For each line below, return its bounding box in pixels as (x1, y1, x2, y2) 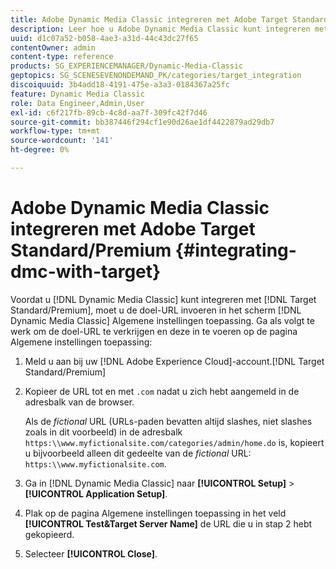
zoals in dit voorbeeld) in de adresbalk (24, 426, 183, 438)
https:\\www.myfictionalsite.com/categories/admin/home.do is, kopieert (24, 436, 325, 448)
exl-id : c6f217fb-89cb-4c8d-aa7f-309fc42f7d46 (10, 107, 208, 118)
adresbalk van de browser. (24, 396, 135, 408)
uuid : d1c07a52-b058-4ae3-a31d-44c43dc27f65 (10, 33, 199, 43)
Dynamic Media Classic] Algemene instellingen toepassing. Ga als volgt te (10, 314, 315, 326)
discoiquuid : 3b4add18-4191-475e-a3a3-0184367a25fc (10, 80, 230, 90)
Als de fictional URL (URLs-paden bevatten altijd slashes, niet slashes (24, 415, 313, 427)
